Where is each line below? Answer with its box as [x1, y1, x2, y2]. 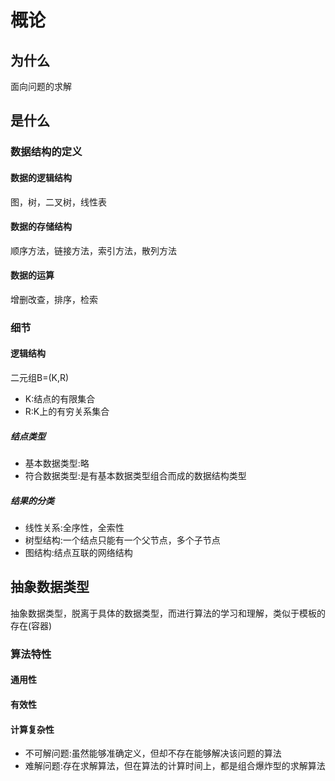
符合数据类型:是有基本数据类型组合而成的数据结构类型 [24, 470, 247, 482]
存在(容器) [10, 619, 53, 631]
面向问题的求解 [10, 81, 72, 92]
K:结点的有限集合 [24, 393, 96, 405]
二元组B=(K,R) [10, 372, 70, 384]
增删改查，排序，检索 [10, 293, 98, 305]
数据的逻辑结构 [10, 171, 72, 183]
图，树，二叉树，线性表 [10, 196, 107, 208]
